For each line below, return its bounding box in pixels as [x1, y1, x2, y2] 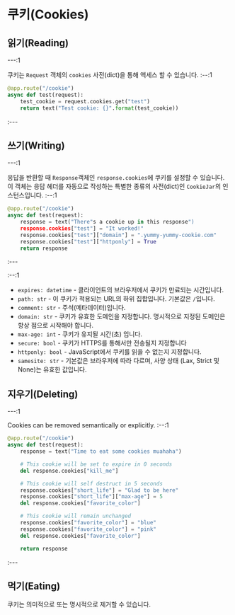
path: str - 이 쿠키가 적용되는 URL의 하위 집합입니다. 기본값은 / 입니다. [17, 294, 215, 303]
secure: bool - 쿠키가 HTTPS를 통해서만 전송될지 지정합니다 [17, 339, 188, 347]
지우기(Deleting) [7, 388, 79, 400]
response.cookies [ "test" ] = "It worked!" [20, 224, 144, 232]
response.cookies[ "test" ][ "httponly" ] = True [20, 238, 157, 245]
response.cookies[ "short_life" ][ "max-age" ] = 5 [20, 493, 163, 500]
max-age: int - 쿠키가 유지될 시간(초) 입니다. [17, 330, 143, 338]
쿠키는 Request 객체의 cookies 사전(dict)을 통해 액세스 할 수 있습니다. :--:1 [7, 71, 212, 79]
